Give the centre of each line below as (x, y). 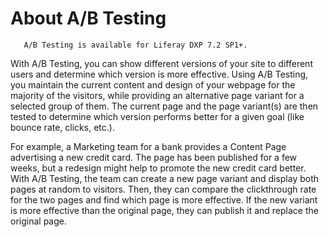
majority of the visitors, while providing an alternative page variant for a (157, 95)
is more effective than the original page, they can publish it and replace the (164, 210)
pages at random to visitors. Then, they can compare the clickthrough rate (163, 189)
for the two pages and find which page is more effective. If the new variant (164, 199)
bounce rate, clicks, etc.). (62, 127)
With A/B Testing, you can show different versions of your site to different (161, 63)
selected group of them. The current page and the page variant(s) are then (164, 106)
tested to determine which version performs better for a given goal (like (157, 116)
